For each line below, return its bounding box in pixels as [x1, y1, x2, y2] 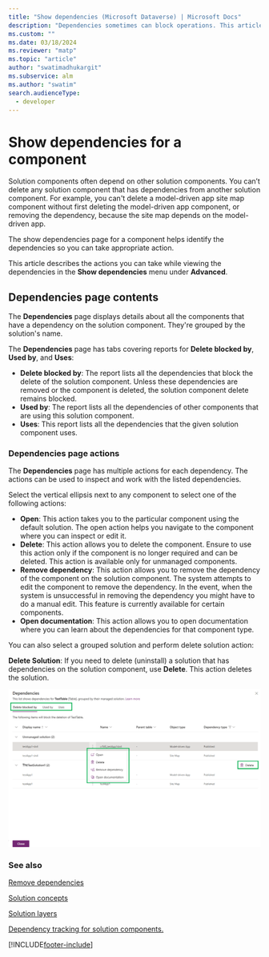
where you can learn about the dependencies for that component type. [19, 625, 255, 635]
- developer [15, 97, 56, 106]
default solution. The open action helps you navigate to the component [19, 523, 254, 532]
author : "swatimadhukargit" [8, 64, 102, 72]
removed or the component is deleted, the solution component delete [19, 386, 249, 395]
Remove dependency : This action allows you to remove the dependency [19, 565, 260, 575]
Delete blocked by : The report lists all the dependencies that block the [19, 369, 254, 378]
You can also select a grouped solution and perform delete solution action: [8, 640, 255, 650]
